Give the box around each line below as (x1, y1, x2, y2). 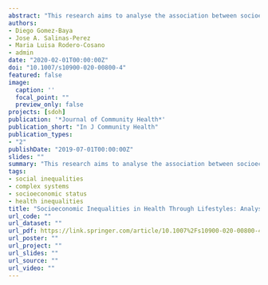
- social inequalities (8, 175, 84, 184)
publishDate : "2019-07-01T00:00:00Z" (8, 145, 134, 153)
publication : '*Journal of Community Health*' (8, 116, 166, 124)
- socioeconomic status (8, 189, 88, 198)
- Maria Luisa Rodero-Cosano (8, 42, 105, 49)
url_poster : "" (8, 235, 59, 243)
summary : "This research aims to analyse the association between (8, 160, 234, 168)
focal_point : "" (15, 93, 69, 101)
